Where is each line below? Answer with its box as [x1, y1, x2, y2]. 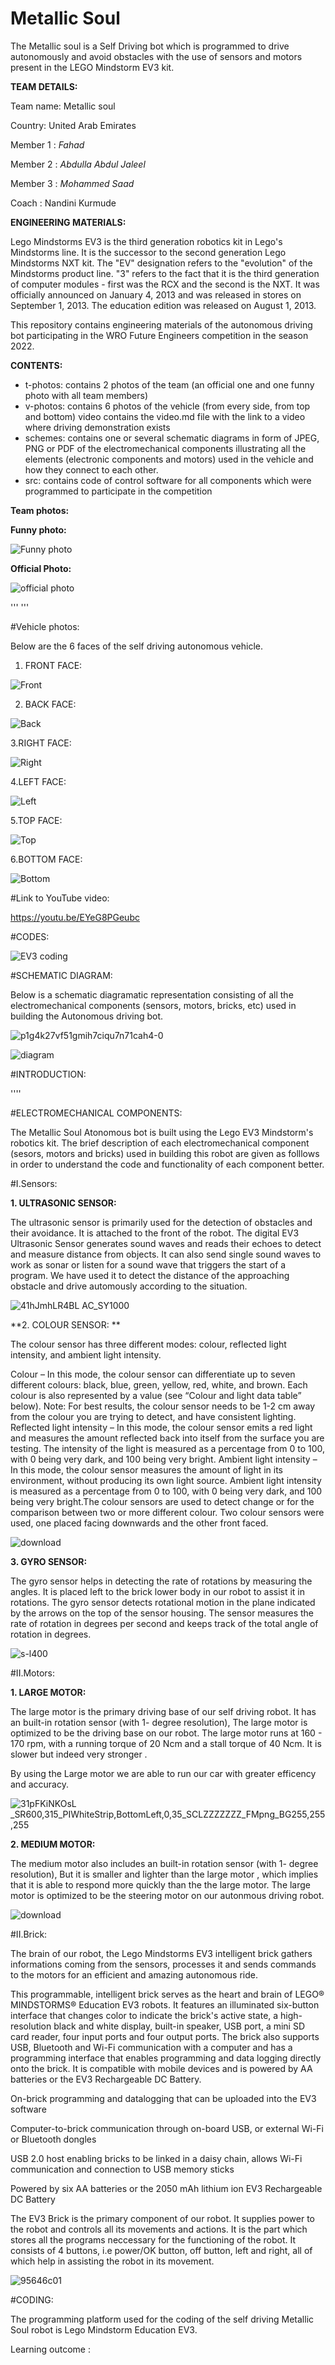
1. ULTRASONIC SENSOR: [10, 1197, 117, 1209]
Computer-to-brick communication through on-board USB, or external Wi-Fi [10, 2122, 324, 2134]
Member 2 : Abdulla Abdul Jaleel [10, 158, 146, 170]
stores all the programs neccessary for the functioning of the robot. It [10, 2233, 296, 2246]
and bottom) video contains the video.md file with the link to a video [24, 410, 306, 422]
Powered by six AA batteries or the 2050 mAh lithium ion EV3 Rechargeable [10, 2182, 323, 2194]
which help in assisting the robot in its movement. [10, 2255, 215, 2267]
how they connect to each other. [24, 463, 159, 476]
